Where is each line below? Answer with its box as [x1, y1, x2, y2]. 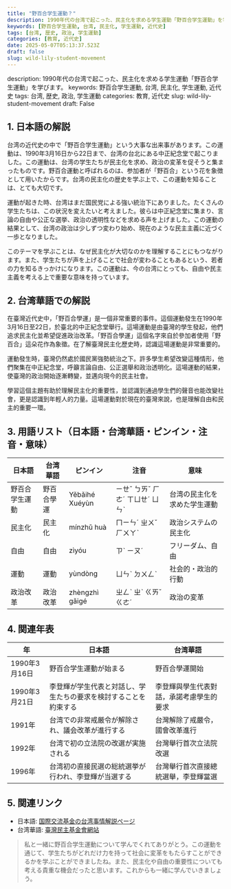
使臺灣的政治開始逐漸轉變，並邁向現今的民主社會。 [7, 372, 152, 380]
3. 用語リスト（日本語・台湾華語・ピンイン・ [7, 425, 199, 437]
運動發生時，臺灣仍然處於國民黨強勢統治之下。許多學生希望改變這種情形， [7, 355, 218, 363]
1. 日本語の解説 [7, 121, 71, 133]
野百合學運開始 [155, 664, 204, 673]
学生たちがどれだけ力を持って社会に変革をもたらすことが [47, 848, 211, 857]
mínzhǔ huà [68, 523, 107, 532]
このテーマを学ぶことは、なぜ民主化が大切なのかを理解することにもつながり [7, 247, 224, 255]
